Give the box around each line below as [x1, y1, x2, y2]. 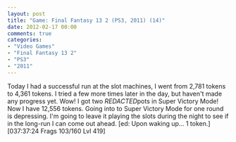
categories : [7, 37, 42, 44]
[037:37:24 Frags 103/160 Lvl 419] [7, 127, 106, 135]
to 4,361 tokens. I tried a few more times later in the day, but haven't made [7, 89, 223, 98]
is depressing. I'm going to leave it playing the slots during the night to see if [7, 112, 229, 120]
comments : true [7, 30, 52, 37]
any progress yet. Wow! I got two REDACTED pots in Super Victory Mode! [7, 96, 219, 105]
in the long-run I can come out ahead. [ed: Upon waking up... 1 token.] [7, 119, 211, 127]
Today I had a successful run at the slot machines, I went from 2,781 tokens [7, 82, 226, 90]
